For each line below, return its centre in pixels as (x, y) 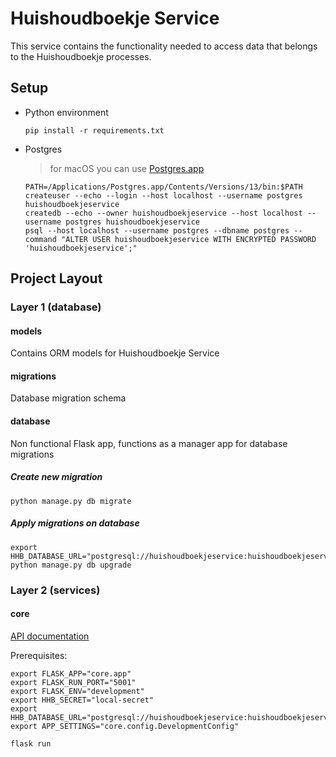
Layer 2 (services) (55, 590)
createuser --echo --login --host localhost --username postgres (163, 195)
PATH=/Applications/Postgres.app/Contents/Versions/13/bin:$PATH (163, 187)
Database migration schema (68, 398)
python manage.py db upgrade (71, 565)
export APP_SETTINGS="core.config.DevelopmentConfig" (125, 726)
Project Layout (56, 278)
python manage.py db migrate (71, 501)
